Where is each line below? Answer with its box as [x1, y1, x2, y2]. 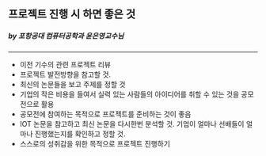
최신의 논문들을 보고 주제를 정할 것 [19, 80, 126, 89]
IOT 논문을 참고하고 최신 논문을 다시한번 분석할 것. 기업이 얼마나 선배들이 [19, 120, 245, 129]
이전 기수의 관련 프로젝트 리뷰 [19, 60, 111, 70]
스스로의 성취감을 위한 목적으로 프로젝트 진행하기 [19, 139, 170, 149]
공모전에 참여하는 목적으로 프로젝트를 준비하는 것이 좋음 [19, 109, 192, 119]
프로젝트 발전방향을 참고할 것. [19, 70, 112, 79]
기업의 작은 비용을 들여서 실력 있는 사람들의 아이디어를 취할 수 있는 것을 [19, 89, 240, 99]
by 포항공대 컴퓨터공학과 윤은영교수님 [8, 31, 124, 40]
